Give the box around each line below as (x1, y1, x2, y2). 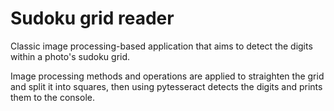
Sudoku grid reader (10, 7, 175, 30)
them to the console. (10, 91, 95, 103)
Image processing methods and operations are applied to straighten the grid (10, 70, 325, 82)
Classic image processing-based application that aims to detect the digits (10, 40, 313, 52)
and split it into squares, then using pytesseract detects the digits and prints (10, 80, 323, 92)
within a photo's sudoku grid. (10, 50, 131, 62)
